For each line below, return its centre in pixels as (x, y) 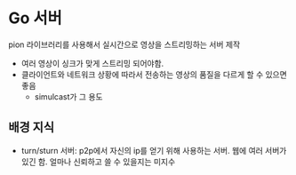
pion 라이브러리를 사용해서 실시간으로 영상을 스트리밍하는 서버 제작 (124, 44)
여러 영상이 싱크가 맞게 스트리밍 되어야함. (92, 63)
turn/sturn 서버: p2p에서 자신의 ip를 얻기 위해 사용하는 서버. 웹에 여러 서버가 (154, 150)
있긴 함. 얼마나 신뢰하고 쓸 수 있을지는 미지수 (98, 162)
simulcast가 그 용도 (68, 96)
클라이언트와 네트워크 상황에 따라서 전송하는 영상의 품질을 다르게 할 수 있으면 (154, 74)
